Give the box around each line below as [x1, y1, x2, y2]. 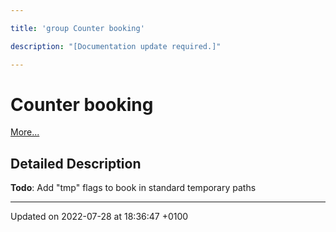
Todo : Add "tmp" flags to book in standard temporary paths [10, 182, 257, 194]
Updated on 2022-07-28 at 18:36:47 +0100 [10, 211, 189, 223]
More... [10, 126, 40, 138]
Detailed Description [10, 155, 142, 172]
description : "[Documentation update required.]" [10, 41, 222, 51]
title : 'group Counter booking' [10, 23, 145, 33]
